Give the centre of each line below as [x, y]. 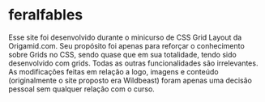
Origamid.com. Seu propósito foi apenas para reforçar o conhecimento [126, 45]
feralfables [46, 15]
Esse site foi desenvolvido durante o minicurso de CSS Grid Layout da [125, 37]
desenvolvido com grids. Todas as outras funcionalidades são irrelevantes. [133, 63]
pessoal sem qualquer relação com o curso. [82, 89]
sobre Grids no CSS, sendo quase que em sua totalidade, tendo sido [122, 54]
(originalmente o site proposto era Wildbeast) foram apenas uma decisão [130, 80]
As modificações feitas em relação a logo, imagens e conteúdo [113, 71]
